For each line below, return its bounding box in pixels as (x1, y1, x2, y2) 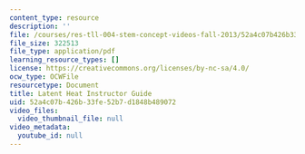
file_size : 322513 (9, 38, 79, 48)
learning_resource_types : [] (9, 55, 120, 64)
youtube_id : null (17, 131, 84, 140)
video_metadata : (9, 123, 71, 132)
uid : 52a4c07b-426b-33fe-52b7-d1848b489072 (9, 97, 177, 107)
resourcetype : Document (9, 81, 100, 90)
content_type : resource (9, 13, 100, 23)
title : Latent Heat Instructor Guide (9, 89, 152, 98)
